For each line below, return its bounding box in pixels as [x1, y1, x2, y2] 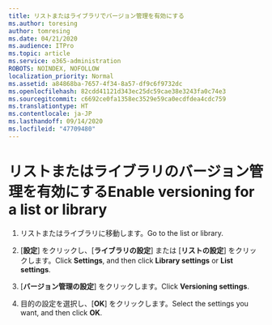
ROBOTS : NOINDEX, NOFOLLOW [8, 65, 100, 73]
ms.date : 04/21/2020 [8, 34, 79, 43]
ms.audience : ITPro [8, 42, 74, 50]
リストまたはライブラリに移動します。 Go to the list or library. [19, 228, 224, 237]
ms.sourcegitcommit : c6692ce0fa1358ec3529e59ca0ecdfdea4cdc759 [8, 95, 227, 103]
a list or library [8, 200, 108, 219]
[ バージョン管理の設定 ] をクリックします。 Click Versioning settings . [19, 281, 249, 291]
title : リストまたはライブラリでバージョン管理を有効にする [8, 11, 185, 20]
